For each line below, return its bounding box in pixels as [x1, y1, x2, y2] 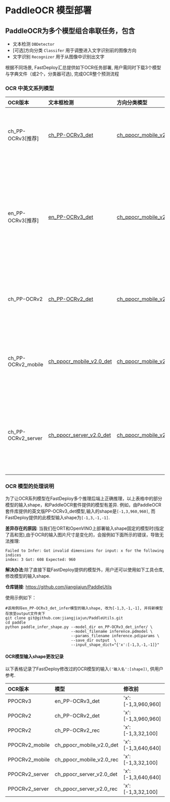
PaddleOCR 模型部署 [5, 5, 92, 16]
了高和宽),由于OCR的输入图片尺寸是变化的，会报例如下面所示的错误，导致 [5, 531, 160, 538]
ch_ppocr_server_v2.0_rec [55, 785, 118, 792]
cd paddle [5, 620, 26, 625]
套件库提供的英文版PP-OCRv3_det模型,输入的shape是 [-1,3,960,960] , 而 [5, 508, 156, 514]
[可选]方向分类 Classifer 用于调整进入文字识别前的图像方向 [12, 47, 137, 53]
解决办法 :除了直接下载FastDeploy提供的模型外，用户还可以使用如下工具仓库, [5, 567, 164, 573]
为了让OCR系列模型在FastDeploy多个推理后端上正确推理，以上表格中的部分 [5, 495, 162, 501]
